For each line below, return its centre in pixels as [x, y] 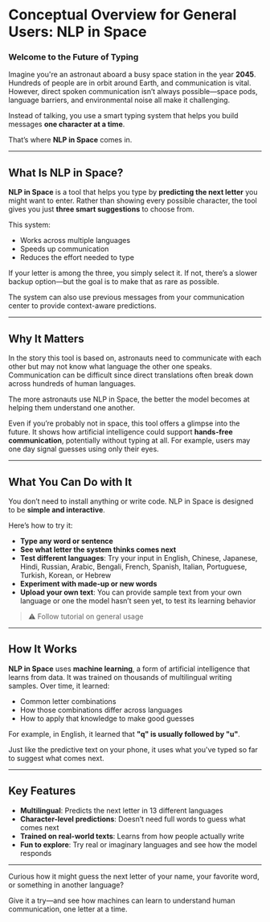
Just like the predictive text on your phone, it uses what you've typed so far [133, 749]
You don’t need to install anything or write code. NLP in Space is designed [131, 501]
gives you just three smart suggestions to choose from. [101, 209]
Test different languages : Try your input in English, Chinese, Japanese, [139, 558]
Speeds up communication [64, 249]
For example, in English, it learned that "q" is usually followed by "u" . [125, 734]
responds [36, 853]
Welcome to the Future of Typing [74, 57]
